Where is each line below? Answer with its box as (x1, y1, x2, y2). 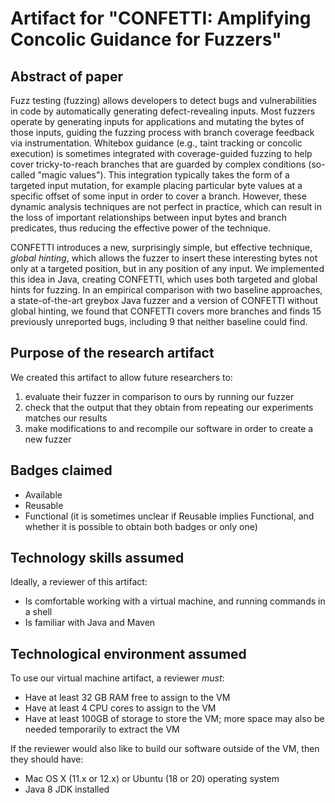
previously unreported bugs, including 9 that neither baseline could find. (10, 316, 308, 327)
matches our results (24, 412, 108, 424)
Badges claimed (10, 462, 113, 479)
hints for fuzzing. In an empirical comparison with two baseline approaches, (10, 284, 323, 296)
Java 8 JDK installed (24, 783, 110, 796)
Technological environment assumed (10, 645, 247, 662)
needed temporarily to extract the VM (24, 723, 180, 736)
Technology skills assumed (10, 550, 185, 567)
